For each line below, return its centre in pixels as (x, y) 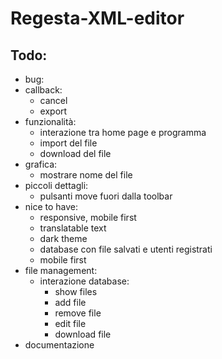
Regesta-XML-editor (97, 18)
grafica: (41, 164)
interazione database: (84, 281)
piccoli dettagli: (56, 185)
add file (70, 302)
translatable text (73, 228)
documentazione (59, 345)
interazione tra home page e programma (123, 132)
